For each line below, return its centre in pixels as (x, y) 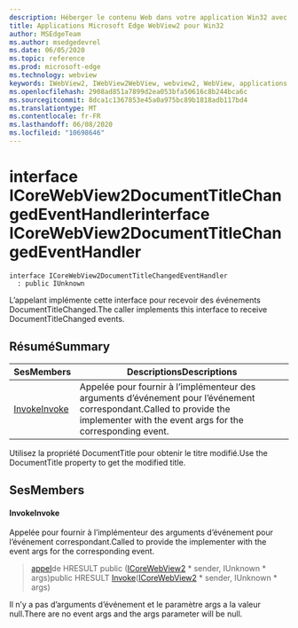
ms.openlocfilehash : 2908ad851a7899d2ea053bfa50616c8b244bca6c (129, 91)
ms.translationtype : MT (53, 108)
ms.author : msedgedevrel (55, 42)
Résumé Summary (60, 347)
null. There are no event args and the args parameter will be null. (126, 614)
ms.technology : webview (53, 75)
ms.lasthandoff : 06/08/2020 (61, 125)
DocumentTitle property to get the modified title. (98, 462)
